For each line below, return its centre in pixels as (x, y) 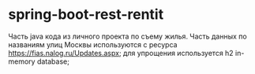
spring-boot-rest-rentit (86, 15)
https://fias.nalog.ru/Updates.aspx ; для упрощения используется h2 (121, 53)
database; (53, 61)
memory (22, 61)
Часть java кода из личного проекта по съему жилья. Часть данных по (127, 36)
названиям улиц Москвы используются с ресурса (93, 44)
